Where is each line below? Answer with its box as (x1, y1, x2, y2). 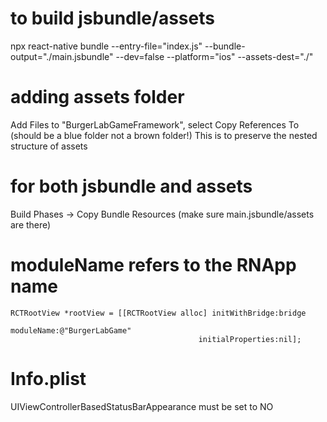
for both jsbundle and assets (10, 175, 253, 198)
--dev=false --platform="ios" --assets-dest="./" (115, 50, 314, 62)
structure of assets (10, 140, 88, 152)
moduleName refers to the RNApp (10, 254, 297, 276)
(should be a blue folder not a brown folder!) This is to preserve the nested (10, 129, 318, 141)
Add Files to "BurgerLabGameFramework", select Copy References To (10, 118, 300, 131)
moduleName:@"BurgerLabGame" (10, 325, 132, 336)
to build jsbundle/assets (10, 7, 215, 30)
